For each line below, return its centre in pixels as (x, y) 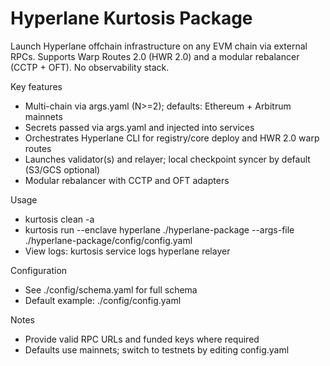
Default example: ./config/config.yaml (103, 300)
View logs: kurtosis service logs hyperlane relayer (127, 251)
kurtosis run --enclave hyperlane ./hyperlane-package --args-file (159, 229)
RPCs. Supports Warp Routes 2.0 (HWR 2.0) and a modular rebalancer (155, 56)
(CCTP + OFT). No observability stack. (90, 67)
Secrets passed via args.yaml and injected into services (139, 127)
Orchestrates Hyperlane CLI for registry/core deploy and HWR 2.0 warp (172, 138)
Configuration (39, 270)
